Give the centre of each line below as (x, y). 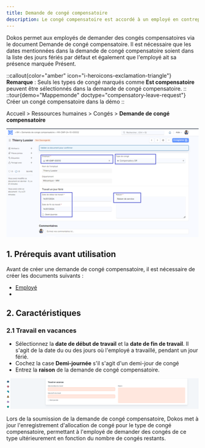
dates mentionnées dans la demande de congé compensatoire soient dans (100, 50)
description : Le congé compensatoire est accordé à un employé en (92, 19)
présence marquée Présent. (41, 64)
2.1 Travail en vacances (41, 330)
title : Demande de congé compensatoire (57, 13)
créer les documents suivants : (45, 275)
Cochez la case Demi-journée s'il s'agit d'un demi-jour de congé (97, 364)
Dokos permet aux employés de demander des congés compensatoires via (101, 37)
